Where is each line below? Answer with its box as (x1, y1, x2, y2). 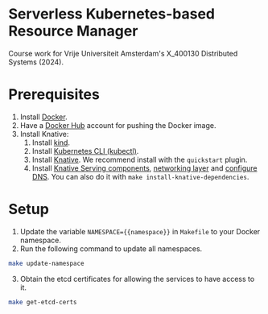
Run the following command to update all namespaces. (19, 243, 203, 254)
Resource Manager (8, 22, 138, 40)
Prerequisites (8, 85, 101, 104)
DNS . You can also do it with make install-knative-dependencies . (31, 171, 249, 181)
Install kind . (31, 138, 71, 147)
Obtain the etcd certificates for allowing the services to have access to (19, 274, 255, 283)
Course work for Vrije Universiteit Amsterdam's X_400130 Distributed (8, 48, 238, 58)
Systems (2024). (8, 57, 64, 67)
